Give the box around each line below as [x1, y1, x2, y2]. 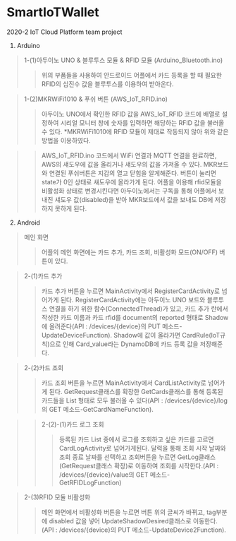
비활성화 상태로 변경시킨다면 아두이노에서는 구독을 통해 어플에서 [41, 186, 217, 195]
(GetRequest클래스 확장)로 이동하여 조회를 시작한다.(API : [58, 461, 219, 470]
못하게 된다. [54, 204, 87, 213]
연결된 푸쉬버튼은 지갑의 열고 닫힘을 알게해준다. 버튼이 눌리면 [49, 169, 216, 177]
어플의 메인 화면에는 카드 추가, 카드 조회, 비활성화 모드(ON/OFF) [41, 248, 218, 256]
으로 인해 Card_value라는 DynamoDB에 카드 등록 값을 [49, 340, 199, 348]
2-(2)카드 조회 [23, 363, 64, 371]
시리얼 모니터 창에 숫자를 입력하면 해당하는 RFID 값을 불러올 [60, 118, 225, 127]
